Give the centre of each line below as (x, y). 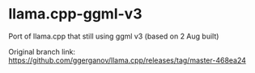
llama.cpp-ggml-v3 (75, 14)
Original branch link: (42, 51)
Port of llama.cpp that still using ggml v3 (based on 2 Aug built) (114, 36)
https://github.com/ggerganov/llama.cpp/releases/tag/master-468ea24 (127, 60)
